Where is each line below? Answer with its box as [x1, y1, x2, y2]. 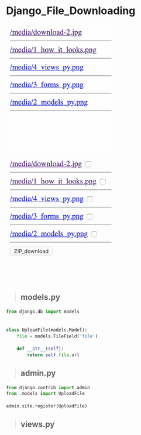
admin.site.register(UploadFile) [6, 403, 88, 409]
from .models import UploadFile [6, 391, 85, 397]
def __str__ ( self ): [16, 346, 64, 352]
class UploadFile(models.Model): [6, 327, 88, 333]
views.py [20, 419, 55, 430]
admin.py [20, 369, 56, 379]
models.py [20, 292, 60, 302]
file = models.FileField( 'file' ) [16, 333, 98, 339]
